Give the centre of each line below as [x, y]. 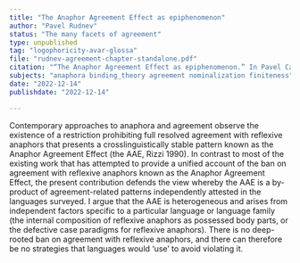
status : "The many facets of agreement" [86, 34]
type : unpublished [43, 42]
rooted [21, 239]
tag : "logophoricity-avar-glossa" [74, 51]
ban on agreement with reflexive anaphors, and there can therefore [159, 239]
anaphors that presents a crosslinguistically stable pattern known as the [142, 144]
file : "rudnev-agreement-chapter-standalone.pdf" [104, 59]
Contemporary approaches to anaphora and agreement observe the [134, 125]
